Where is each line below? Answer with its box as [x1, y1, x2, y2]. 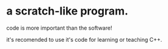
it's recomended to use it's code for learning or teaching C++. [6, 36, 163, 43]
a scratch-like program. [6, 4, 128, 18]
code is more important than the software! [6, 24, 112, 31]
